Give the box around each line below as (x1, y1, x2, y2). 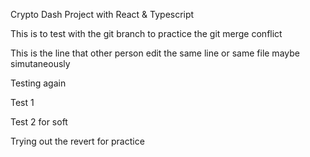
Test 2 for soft (10, 116, 68, 128)
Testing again (10, 77, 67, 89)
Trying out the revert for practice (10, 135, 145, 147)
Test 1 (10, 97, 35, 108)
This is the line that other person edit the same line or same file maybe (10, 47, 300, 59)
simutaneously (10, 58, 71, 69)
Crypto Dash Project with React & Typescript (10, 9, 195, 20)
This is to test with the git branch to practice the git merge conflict (10, 28, 283, 39)
